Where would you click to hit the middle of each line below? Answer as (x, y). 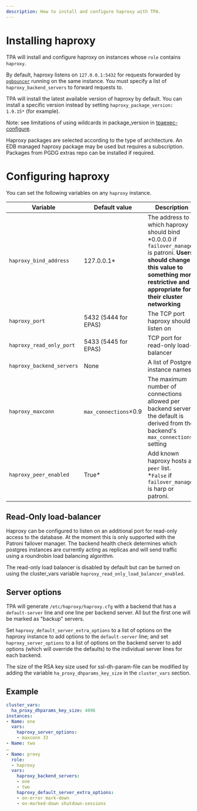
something (163, 274)
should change (169, 260)
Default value (113, 207)
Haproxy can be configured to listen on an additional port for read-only (92, 531)
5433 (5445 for (106, 341)
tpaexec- (167, 122)
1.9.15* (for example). (33, 111)
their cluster (165, 297)
